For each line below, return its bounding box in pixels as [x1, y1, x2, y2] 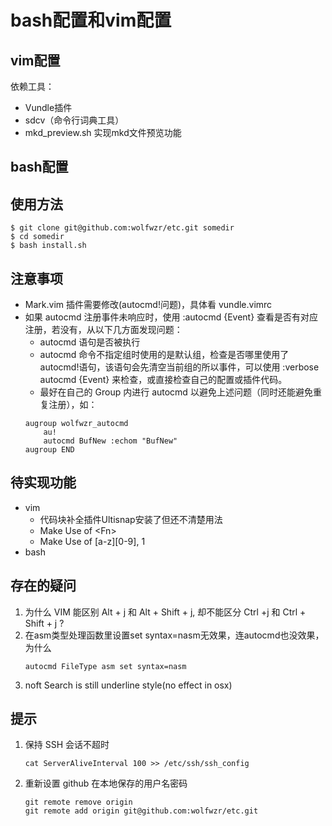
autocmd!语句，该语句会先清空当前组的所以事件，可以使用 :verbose [39, 361, 320, 373]
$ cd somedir [10, 232, 65, 242]
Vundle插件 [24, 102, 73, 113]
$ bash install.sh [10, 241, 87, 251]
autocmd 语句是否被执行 [39, 336, 141, 348]
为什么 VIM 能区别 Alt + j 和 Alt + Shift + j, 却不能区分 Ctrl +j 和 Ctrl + [24, 606, 307, 618]
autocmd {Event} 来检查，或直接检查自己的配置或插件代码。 [39, 374, 288, 386]
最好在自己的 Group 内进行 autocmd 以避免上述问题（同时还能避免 [39, 386, 313, 398]
